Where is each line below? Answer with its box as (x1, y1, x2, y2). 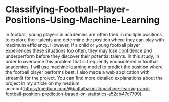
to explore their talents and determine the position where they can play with (5, 37, 164, 43)
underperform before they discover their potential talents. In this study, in (5, 53, 159, 59)
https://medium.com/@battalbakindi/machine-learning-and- (23, 85, 151, 91)
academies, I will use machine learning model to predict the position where (5, 64, 163, 70)
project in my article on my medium (5, 80, 80, 86)
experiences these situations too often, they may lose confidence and (5, 47, 152, 54)
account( (5, 85, 25, 91)
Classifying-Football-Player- (5, 4, 130, 15)
